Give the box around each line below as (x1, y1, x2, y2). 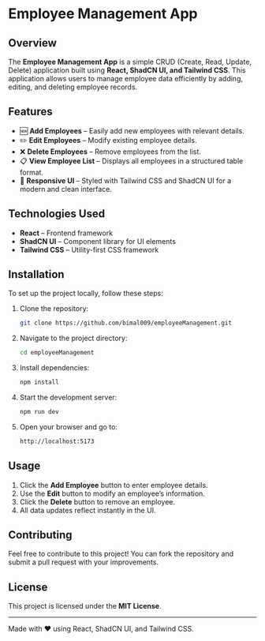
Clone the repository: (19, 304, 89, 313)
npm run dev (19, 408, 59, 416)
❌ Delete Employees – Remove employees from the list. (19, 147, 201, 156)
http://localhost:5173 (19, 437, 95, 445)
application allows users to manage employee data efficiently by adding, (8, 74, 243, 83)
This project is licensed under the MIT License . (8, 602, 162, 611)
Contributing (8, 528, 73, 542)
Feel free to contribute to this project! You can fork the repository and (8, 549, 234, 559)
